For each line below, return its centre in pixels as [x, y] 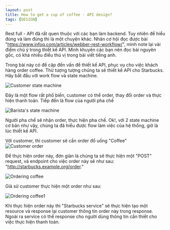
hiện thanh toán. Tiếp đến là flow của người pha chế [60, 101]
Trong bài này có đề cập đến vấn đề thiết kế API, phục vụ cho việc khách [82, 65]
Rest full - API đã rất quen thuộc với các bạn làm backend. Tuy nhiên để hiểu [85, 34]
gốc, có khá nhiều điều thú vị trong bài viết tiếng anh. [61, 55]
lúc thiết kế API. [22, 131]
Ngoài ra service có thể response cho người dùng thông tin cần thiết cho [81, 217]
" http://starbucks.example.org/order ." [44, 167]
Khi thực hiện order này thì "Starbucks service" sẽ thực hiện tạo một [77, 206]
